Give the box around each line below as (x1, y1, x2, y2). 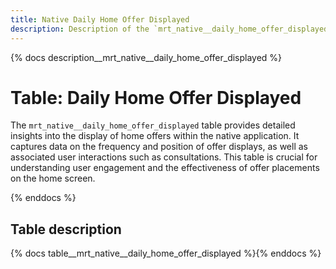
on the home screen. (10, 172, 96, 185)
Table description (10, 221, 122, 238)
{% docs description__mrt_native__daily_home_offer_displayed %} (10, 51, 283, 63)
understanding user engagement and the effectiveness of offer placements (10, 162, 320, 174)
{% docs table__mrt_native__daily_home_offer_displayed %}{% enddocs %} (10, 247, 322, 260)
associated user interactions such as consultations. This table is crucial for (10, 151, 318, 163)
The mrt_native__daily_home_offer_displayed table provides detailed (10, 119, 296, 131)
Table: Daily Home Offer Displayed (10, 86, 302, 109)
